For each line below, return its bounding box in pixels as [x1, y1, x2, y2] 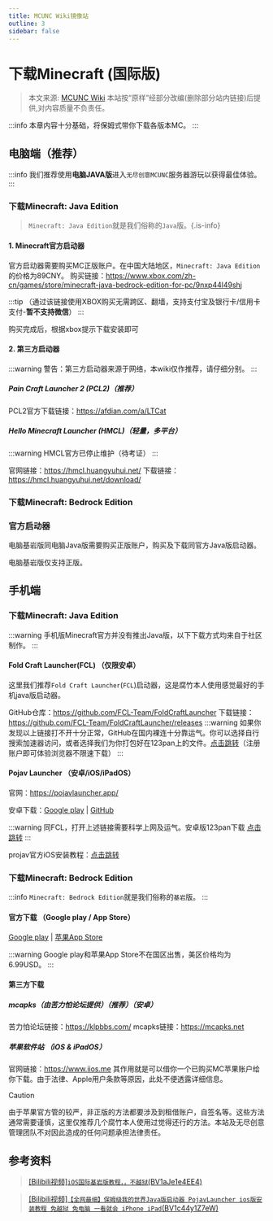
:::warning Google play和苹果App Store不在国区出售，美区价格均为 [8, 949, 232, 959]
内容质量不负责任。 [44, 103, 110, 113]
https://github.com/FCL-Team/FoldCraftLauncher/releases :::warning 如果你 [8, 717, 262, 727]
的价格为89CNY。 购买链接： [8, 270, 106, 281]
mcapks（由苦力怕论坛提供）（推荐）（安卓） [8, 1000, 158, 1010]
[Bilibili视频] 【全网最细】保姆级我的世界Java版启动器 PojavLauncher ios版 [28, 1193, 257, 1204]
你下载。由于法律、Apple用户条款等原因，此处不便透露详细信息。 [8, 1075, 227, 1084]
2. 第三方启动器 [8, 344, 60, 354]
